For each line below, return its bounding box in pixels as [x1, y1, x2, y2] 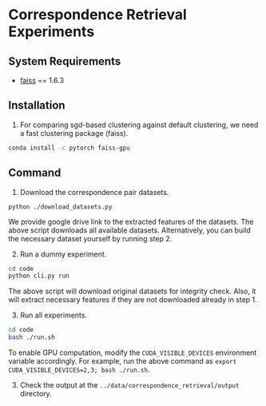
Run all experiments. [19, 310, 88, 320]
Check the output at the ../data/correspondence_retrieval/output [19, 380, 240, 389]
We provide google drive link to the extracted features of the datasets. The [8, 217, 254, 226]
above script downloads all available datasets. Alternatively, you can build [8, 225, 252, 235]
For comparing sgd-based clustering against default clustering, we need [19, 120, 259, 129]
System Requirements [8, 54, 121, 68]
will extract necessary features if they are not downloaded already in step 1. [8, 295, 257, 304]
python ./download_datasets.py [8, 202, 113, 211]
